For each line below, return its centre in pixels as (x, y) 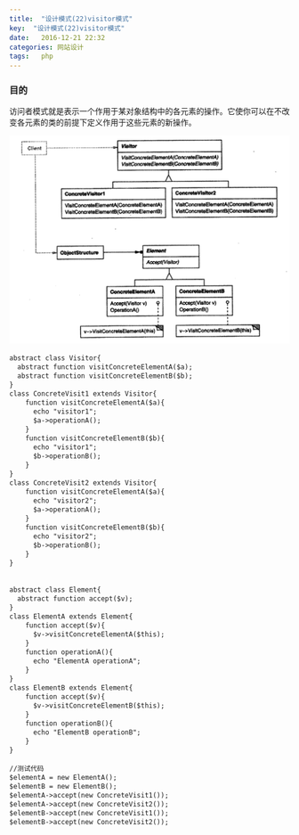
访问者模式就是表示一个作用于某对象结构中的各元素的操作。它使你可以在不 (145, 111)
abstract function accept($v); (75, 598)
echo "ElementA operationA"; (87, 661)
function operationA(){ (69, 652)
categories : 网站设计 (47, 47)
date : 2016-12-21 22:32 (57, 37)
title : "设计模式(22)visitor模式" (71, 19)
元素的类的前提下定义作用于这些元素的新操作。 (110, 123)
